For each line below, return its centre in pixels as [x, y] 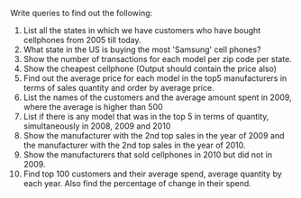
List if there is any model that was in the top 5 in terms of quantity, [146, 117]
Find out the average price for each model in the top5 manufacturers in [155, 78]
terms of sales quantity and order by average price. [119, 88]
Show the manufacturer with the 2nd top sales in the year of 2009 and [154, 135]
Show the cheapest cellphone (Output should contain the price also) [150, 68]
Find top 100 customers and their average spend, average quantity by [152, 174]
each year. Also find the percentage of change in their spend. [137, 183]
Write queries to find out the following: [82, 13]
